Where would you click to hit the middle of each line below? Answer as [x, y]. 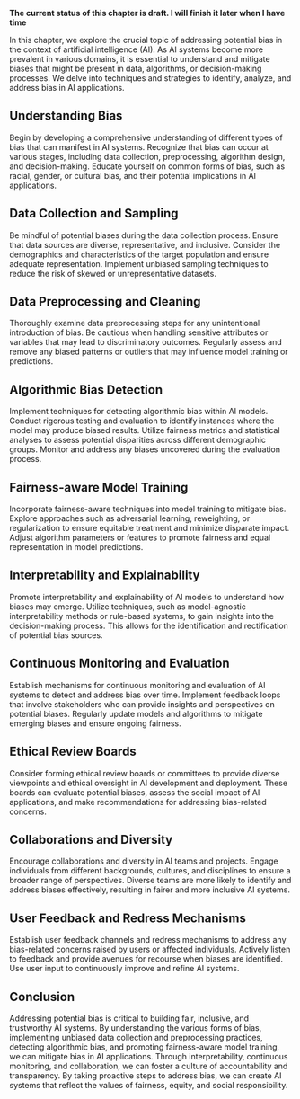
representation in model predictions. [76, 547]
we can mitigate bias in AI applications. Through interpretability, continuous [149, 1056]
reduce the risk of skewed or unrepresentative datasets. [113, 273]
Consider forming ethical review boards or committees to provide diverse [145, 773]
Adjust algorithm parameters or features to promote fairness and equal [140, 537]
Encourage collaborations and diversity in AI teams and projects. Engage [144, 861]
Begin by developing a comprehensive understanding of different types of [146, 137]
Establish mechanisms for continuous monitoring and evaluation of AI [138, 685]
